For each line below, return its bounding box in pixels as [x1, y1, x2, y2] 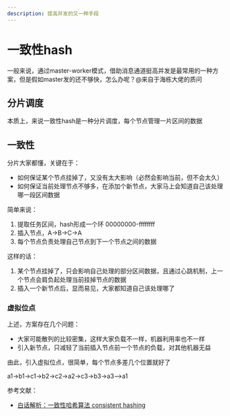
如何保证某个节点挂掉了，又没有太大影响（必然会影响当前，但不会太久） [17, 174, 223, 182]
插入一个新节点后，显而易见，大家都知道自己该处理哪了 [17, 284, 175, 293]
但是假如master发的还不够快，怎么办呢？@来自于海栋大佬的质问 [19, 75, 202, 83]
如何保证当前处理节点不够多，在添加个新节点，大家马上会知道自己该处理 [17, 182, 223, 190]
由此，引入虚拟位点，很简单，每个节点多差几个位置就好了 [7, 358, 171, 367]
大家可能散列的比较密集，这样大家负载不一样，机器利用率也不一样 [17, 335, 205, 343]
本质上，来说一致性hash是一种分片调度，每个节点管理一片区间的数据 [7, 117, 202, 125]
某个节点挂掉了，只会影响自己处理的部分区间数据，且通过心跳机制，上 [17, 267, 218, 275]
